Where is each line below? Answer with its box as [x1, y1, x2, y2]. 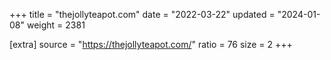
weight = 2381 [26, 19, 86, 31]
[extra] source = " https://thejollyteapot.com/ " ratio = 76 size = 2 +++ [9, 39, 293, 50]
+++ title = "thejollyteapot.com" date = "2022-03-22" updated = [9, 9, 276, 20]
